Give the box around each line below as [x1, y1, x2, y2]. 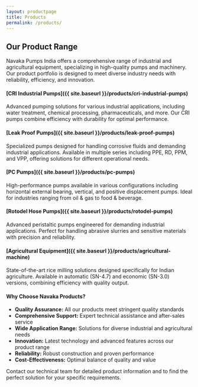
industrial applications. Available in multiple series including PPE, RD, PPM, [6, 149, 188, 156]
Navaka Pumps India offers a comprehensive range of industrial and [6, 57, 172, 65]
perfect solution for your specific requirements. [6, 374, 121, 381]
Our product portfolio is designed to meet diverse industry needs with [6, 70, 176, 77]
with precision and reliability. [6, 234, 76, 241]
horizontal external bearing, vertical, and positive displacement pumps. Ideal [6, 188, 193, 195]
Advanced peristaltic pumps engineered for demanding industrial [6, 221, 165, 228]
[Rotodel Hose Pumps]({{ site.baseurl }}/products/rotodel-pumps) [6, 208, 173, 215]
